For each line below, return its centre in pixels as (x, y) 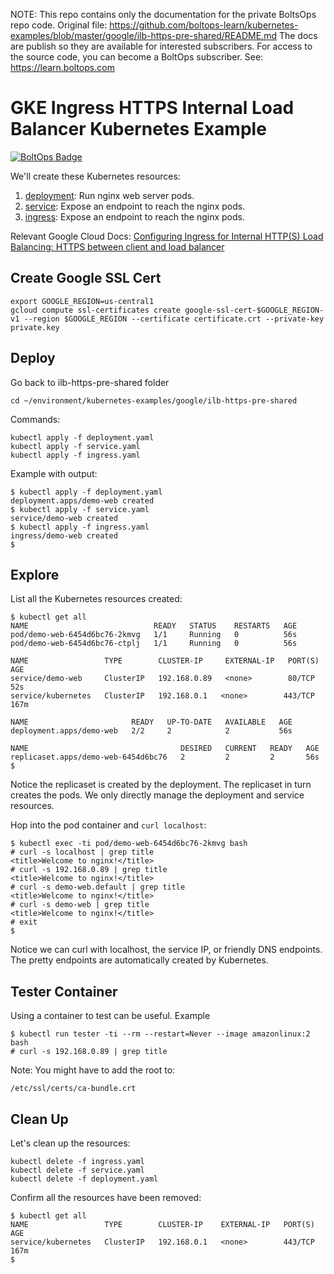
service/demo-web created (64, 518)
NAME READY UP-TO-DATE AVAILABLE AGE (151, 722)
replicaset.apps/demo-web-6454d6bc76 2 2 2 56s (165, 757)
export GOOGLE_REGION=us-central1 (82, 301)
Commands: (35, 419)
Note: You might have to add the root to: (93, 1070)
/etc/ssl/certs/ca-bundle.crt (73, 1089)
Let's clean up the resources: (70, 1143)
